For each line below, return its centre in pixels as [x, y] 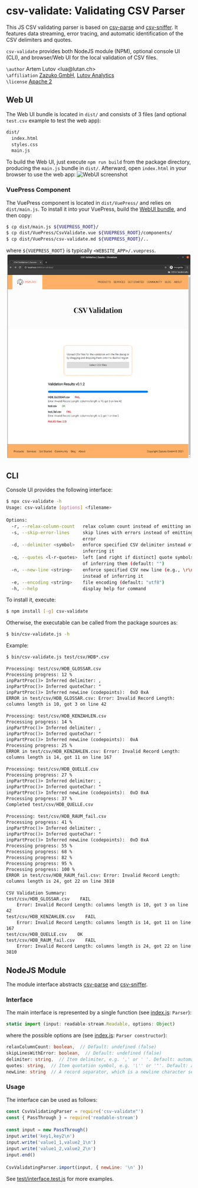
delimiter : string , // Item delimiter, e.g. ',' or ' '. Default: [91, 1059]
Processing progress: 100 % [41, 870]
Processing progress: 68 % [39, 852]
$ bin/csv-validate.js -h [38, 634]
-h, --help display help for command [79, 588]
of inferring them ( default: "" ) [123, 564]
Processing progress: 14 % [39, 722]
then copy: [19, 215]
